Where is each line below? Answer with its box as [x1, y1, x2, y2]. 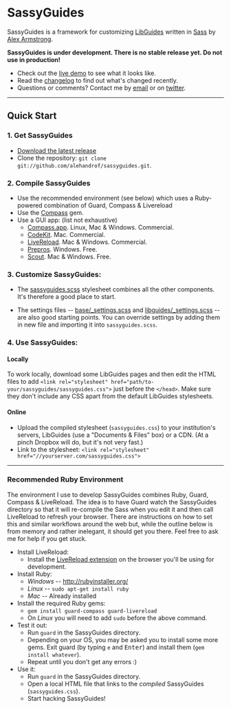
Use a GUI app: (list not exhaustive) [16, 216, 118, 224]
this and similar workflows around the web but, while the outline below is [7, 520, 213, 528]
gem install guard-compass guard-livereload [27, 608, 157, 615]
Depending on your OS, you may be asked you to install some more [27, 635, 219, 644]
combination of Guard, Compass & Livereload [43, 201, 173, 209]
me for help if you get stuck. [7, 534, 87, 542]
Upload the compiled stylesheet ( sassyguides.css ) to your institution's [16, 423, 216, 431]
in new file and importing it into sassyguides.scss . [16, 320, 158, 329]
